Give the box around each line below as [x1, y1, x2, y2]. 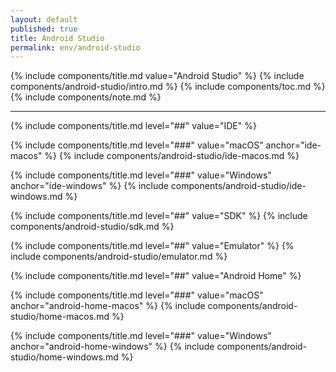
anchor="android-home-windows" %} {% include [10, 341, 215, 353]
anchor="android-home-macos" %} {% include [10, 300, 206, 312]
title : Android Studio [10, 33, 105, 43]
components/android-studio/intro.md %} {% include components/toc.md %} [10, 81, 326, 93]
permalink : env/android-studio [10, 42, 141, 53]
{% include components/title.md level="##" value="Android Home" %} [10, 270, 302, 282]
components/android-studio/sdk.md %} [10, 221, 175, 233]
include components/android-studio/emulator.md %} [10, 251, 228, 263]
